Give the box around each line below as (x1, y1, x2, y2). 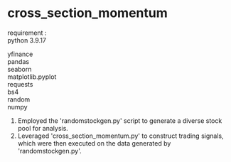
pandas (7, 57, 30, 65)
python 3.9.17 (7, 36, 46, 44)
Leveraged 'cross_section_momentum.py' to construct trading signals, (17, 131, 224, 140)
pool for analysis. (17, 124, 69, 132)
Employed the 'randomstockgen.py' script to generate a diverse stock (17, 116, 222, 125)
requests (7, 80, 33, 88)
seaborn (7, 65, 32, 73)
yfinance (7, 50, 33, 58)
